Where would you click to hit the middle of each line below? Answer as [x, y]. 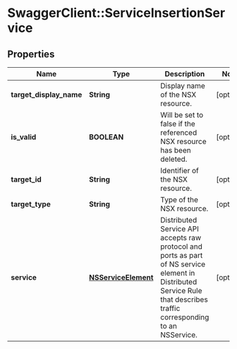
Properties [31, 54]
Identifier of [180, 171]
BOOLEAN [107, 137]
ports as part [182, 255]
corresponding [185, 317]
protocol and [182, 247]
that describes [184, 300]
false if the [178, 124]
